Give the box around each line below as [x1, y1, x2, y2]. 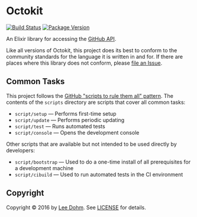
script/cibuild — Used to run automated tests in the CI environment [14, 171, 183, 178]
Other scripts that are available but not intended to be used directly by [6, 141, 177, 148]
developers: [6, 146, 35, 154]
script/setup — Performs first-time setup [14, 110, 117, 117]
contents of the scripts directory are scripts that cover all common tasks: [6, 98, 186, 106]
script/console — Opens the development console [14, 129, 140, 136]
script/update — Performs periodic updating [14, 116, 125, 123]
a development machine [14, 164, 74, 171]
